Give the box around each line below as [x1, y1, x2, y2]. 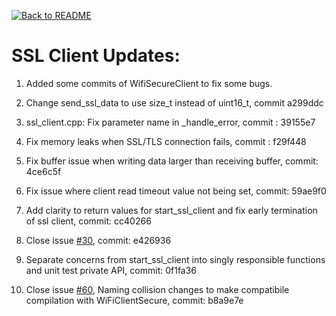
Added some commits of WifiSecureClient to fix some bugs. [25, 77, 273, 89]
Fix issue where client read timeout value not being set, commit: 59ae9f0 [25, 185, 327, 197]
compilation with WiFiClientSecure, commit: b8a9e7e [25, 294, 244, 306]
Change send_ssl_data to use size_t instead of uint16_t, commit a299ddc [25, 96, 324, 109]
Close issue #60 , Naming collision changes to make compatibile [25, 283, 290, 295]
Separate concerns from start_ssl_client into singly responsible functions [25, 253, 326, 265]
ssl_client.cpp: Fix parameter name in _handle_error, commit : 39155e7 [25, 116, 316, 128]
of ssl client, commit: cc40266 [25, 215, 152, 227]
